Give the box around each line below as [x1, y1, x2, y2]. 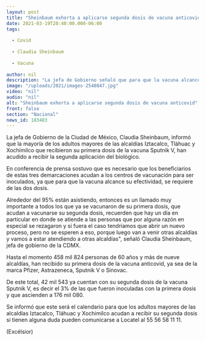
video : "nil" [6, 89, 40, 95]
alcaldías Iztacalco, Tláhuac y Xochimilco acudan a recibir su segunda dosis [6, 310, 198, 317]
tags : [6, 26, 20, 32]
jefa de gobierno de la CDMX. [6, 242, 81, 249]
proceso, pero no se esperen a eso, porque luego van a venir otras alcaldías [6, 229, 198, 236]
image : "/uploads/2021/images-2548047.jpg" [6, 83, 119, 89]
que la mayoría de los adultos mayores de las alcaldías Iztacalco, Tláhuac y [6, 140, 195, 147]
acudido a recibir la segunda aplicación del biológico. [6, 153, 140, 161]
